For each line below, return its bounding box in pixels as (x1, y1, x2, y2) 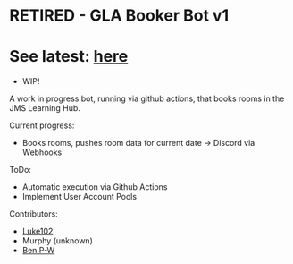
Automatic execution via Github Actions (21, 182, 168, 192)
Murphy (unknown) (21, 235, 94, 246)
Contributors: (9, 209, 58, 219)
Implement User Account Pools (21, 192, 137, 202)
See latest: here (9, 47, 129, 67)
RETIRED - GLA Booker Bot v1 (9, 5, 230, 26)
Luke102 (21, 226, 54, 237)
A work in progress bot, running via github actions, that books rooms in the (9, 93, 285, 104)
